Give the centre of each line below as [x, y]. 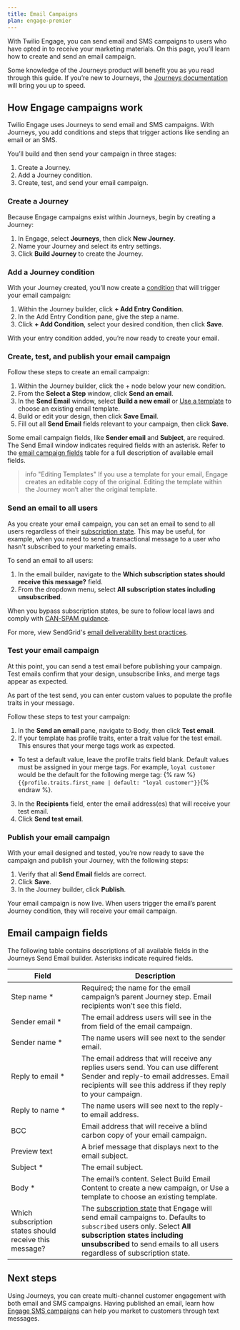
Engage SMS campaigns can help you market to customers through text [113, 1311]
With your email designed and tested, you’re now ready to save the [106, 853]
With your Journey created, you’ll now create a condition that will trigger [114, 287]
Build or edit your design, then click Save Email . [88, 416]
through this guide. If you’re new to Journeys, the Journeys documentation [118, 77]
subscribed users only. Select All [136, 1226]
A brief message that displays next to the [150, 1146]
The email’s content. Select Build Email [146, 1179]
